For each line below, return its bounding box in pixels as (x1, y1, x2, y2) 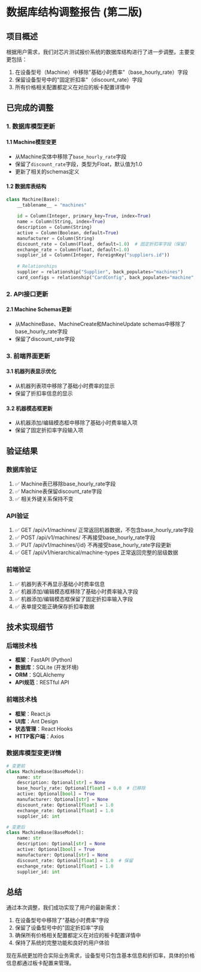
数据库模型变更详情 (6, 749, 62, 757)
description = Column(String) (17, 225, 93, 231)
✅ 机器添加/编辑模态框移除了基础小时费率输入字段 (14, 588, 139, 595)
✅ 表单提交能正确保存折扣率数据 (14, 603, 95, 610)
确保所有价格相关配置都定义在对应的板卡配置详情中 (14, 932, 141, 939)
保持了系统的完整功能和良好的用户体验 (14, 939, 109, 946)
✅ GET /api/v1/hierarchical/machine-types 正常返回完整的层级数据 (14, 549, 178, 556)
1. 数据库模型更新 (6, 122, 56, 131)
